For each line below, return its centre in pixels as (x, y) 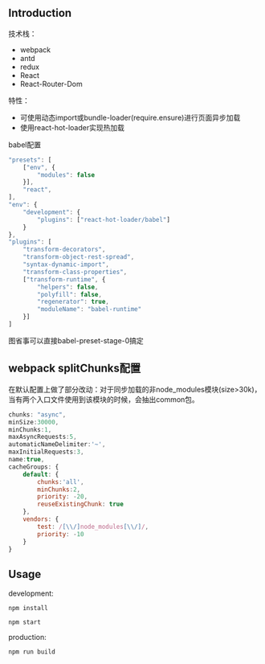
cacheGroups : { (34, 467)
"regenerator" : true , (73, 302)
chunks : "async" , (37, 414)
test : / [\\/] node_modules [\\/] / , (93, 527)
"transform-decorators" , (64, 250)
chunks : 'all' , (61, 482)
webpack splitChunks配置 (75, 369)
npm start (25, 622)
